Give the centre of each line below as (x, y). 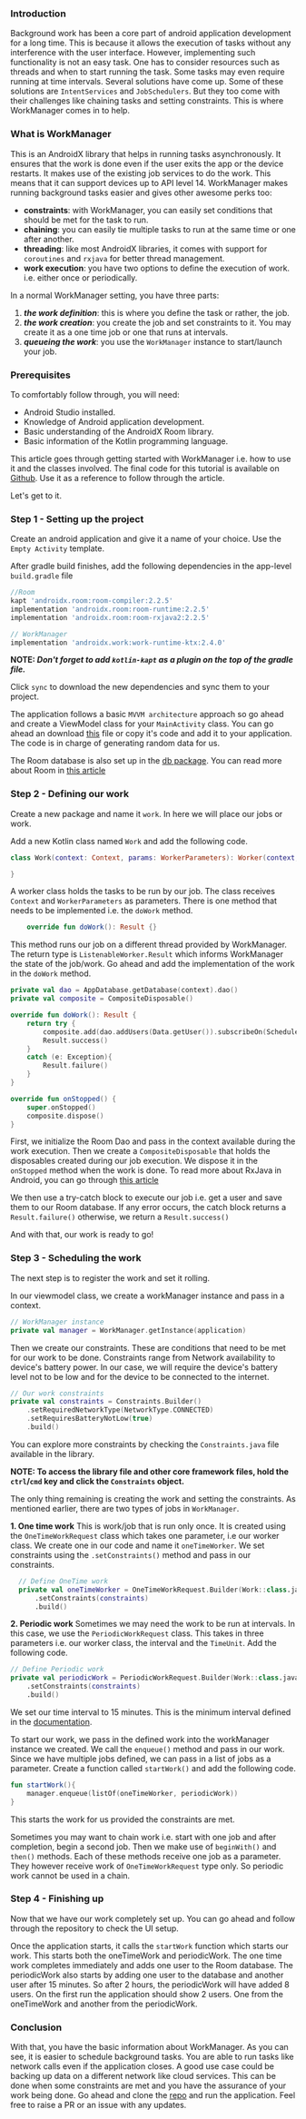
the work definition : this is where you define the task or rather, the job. (156, 312)
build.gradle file (42, 576)
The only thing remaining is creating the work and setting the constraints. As (153, 1498)
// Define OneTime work (63, 1581)
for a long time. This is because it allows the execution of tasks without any (151, 43)
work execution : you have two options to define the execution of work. (156, 268)
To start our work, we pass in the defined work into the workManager (140, 1739)
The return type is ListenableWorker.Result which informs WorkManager (147, 954)
